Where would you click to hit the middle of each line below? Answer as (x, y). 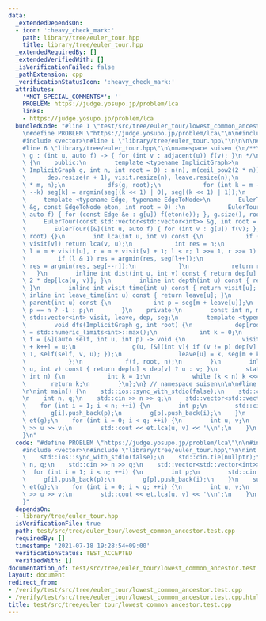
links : (33, 112)
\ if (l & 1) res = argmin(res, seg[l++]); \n (113, 258)
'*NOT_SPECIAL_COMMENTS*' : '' (72, 97)
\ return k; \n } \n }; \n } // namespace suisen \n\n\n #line (140, 384)
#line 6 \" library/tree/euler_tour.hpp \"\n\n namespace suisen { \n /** (140, 148)
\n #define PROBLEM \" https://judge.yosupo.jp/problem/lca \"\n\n (131, 133)
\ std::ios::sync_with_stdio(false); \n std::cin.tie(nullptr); (140, 457)
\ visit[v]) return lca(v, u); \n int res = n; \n (123, 244)
